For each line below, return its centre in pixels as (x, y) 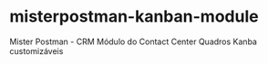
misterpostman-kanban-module (134, 17)
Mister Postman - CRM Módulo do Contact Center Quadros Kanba (134, 41)
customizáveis (36, 50)
